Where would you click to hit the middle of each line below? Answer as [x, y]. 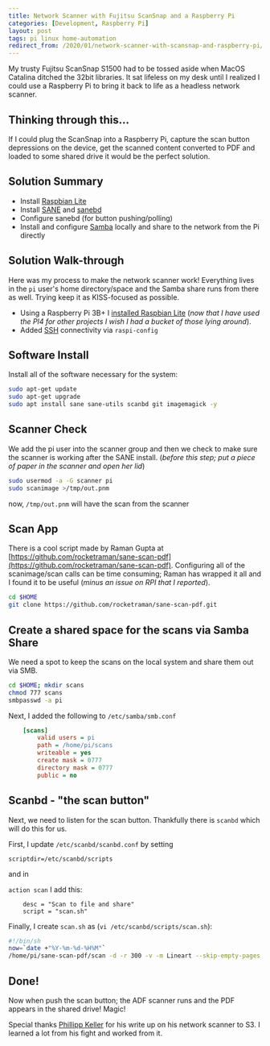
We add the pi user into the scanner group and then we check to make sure [133, 449]
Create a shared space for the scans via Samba [129, 630]
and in [19, 874]
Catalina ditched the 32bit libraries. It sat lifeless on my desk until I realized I [134, 77]
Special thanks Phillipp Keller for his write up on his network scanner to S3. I [134, 1024]
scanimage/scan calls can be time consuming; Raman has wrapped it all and [135, 574]
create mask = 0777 [70, 761]
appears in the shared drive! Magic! [67, 1009]
